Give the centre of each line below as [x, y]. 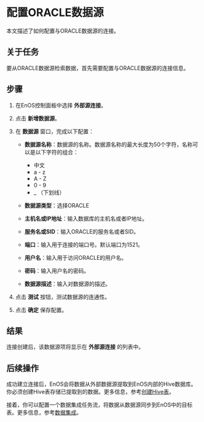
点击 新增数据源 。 [37, 118]
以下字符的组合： [57, 152]
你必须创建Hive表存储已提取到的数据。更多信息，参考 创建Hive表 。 [91, 392]
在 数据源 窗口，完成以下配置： [54, 131]
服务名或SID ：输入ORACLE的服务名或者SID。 [82, 232]
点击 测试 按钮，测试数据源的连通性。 [63, 297]
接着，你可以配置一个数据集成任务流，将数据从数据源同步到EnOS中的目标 [100, 405]
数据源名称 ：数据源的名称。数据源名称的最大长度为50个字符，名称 [108, 144]
